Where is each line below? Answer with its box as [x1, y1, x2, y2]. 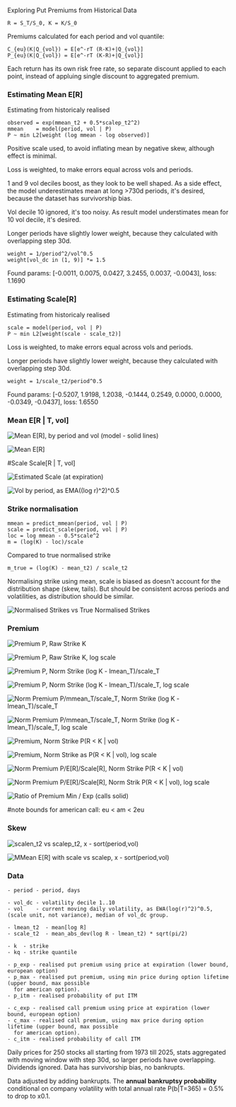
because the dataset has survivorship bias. [7, 194, 133, 203]
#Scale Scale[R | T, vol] [7, 458, 76, 467]
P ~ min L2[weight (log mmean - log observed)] [7, 132, 151, 139]
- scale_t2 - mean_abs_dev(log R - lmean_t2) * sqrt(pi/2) [7, 931, 189, 938]
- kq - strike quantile [7, 949, 78, 956]
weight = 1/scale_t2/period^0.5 [7, 377, 102, 385]
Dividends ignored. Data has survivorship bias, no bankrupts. [7, 1063, 185, 1072]
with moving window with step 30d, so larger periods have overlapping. [7, 1055, 216, 1065]
